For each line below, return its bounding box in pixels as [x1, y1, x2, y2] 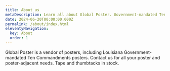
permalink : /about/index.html [5, 21, 69, 27]
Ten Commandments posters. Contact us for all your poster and [27, 54, 160, 60]
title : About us [5, 7, 39, 13]
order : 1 [10, 36, 28, 41]
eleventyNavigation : [5, 26, 49, 31]
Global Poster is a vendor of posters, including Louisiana [5, 49, 123, 55]
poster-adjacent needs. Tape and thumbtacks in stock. [5, 60, 119, 66]
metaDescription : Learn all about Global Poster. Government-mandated [5, 12, 157, 17]
